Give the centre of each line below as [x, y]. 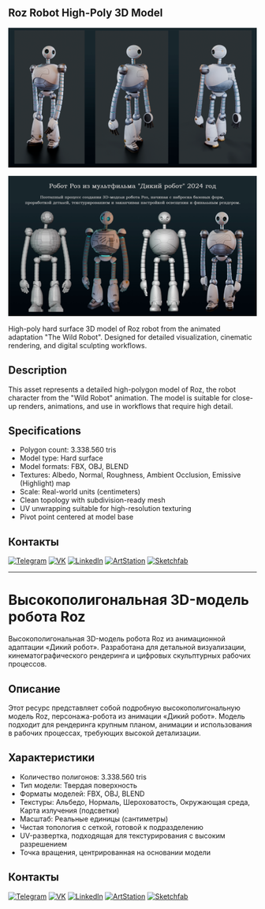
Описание [34, 689]
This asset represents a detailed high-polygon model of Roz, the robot [122, 389]
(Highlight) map [45, 483]
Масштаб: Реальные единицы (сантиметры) [94, 819]
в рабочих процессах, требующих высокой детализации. [105, 733]
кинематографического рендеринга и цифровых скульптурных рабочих [129, 655]
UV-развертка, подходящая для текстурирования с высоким [123, 836]
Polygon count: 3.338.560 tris [68, 450]
